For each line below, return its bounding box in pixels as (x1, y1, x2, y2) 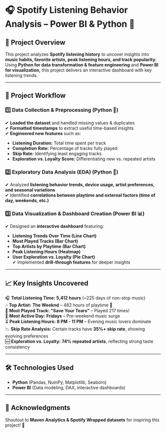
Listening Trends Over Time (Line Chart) (12, 233, 97, 239)
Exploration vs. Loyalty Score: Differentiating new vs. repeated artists (12, 155, 156, 162)
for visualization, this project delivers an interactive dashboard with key (5, 67, 152, 73)
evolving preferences (5, 333, 48, 339)
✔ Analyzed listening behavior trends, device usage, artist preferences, (5, 181, 155, 187)
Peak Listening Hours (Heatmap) (12, 249, 81, 255)
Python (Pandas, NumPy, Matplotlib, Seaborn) (12, 379, 107, 385)
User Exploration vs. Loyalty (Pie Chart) (12, 254, 95, 260)
